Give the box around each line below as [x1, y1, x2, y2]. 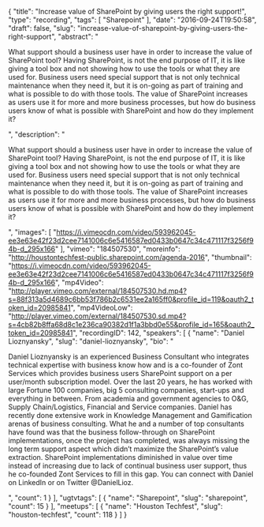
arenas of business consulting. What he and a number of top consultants [8, 419, 244, 428]
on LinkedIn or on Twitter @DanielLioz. [8, 478, 134, 487]
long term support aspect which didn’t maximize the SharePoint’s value [8, 444, 239, 454]
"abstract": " [58, 32, 99, 41]
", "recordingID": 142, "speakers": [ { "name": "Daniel [72, 328, 245, 337]
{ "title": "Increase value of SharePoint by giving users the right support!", [8, 7, 247, 16]
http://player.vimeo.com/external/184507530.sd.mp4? [11, 311, 187, 321]
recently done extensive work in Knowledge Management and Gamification [8, 411, 252, 420]
